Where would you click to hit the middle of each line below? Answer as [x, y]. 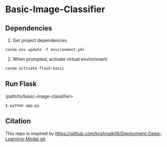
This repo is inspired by [30, 133]
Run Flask [21, 84]
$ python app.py [22, 105]
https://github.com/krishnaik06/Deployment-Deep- [108, 133]
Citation [18, 121]
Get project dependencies [40, 40]
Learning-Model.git [25, 139]
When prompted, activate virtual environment [60, 59]
